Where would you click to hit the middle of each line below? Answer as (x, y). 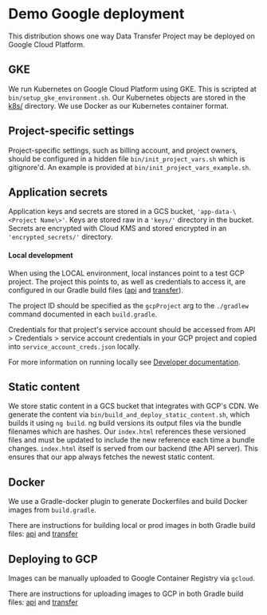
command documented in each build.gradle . (83, 314)
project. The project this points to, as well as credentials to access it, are (127, 281)
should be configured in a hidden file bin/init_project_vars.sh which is (127, 159)
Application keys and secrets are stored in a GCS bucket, (102, 212)
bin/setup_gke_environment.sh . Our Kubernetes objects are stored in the (127, 97)
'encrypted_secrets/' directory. (61, 237)
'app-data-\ (216, 212)
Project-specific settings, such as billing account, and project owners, (123, 150)
